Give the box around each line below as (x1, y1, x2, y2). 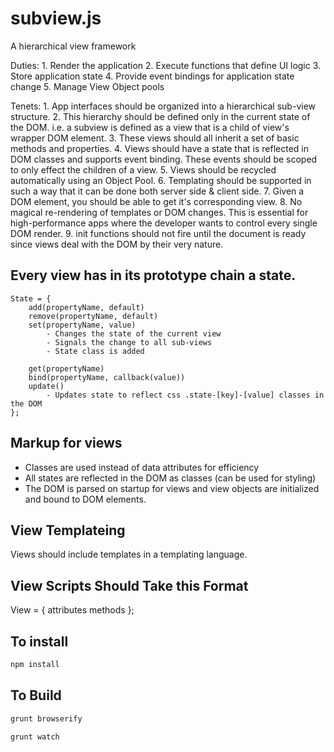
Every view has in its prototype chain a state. (10, 267, 297, 284)
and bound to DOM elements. (24, 493, 147, 505)
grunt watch (10, 732, 60, 742)
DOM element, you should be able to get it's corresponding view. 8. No (10, 195, 303, 207)
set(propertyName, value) (28, 320, 137, 330)
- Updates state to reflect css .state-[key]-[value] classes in (46, 390, 325, 400)
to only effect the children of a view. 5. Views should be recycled (10, 163, 277, 176)
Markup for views (10, 435, 123, 452)
